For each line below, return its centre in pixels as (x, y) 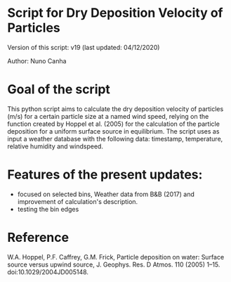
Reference (38, 238)
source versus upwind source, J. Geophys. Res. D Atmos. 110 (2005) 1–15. (114, 264)
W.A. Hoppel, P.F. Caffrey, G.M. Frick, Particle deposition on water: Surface (116, 257)
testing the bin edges (48, 209)
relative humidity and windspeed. (55, 146)
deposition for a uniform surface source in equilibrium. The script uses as (113, 131)
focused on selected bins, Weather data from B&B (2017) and (106, 194)
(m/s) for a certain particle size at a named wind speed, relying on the (108, 116)
